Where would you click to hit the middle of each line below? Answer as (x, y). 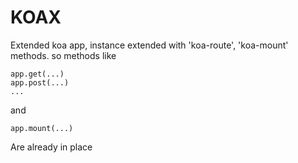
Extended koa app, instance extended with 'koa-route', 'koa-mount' (149, 45)
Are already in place (51, 147)
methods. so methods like (63, 55)
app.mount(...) (42, 128)
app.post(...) (40, 82)
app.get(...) (37, 74)
